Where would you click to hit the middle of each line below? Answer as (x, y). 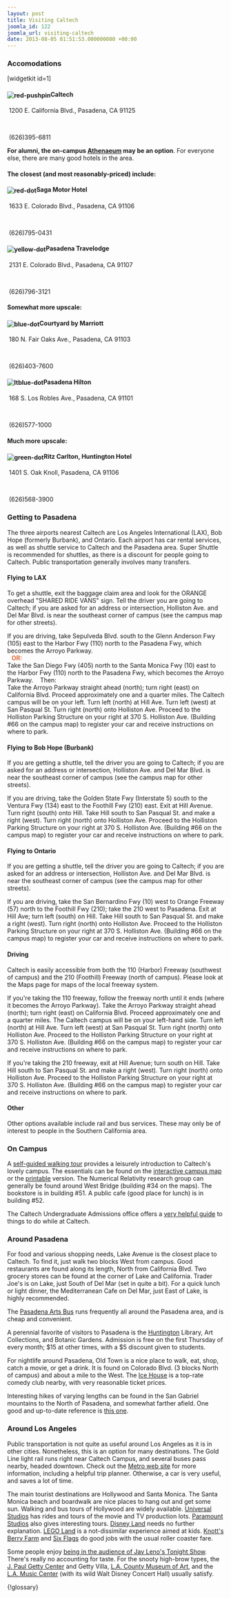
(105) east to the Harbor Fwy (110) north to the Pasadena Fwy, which (104, 643)
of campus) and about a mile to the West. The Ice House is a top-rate (106, 1375)
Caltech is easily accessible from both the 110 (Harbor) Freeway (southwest (114, 970)
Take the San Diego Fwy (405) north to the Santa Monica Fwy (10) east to (111, 665)
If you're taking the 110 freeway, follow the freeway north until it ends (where (116, 998)
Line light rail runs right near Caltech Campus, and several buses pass (107, 1458)
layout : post (26, 13)
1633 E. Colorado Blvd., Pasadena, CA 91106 (72, 206)
